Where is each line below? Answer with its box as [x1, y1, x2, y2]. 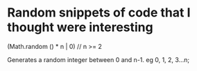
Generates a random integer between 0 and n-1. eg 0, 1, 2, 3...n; [7, 55, 189, 63]
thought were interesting [7, 19, 154, 35]
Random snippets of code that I [7, 5, 191, 21]
